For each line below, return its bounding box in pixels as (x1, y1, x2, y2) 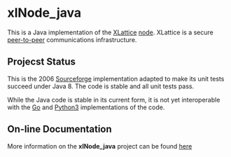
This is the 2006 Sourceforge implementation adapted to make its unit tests (7, 74, 225, 83)
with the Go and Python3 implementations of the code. (7, 103, 165, 111)
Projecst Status (7, 56, 76, 68)
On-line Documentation (7, 123, 112, 135)
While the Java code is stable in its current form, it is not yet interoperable (7, 95, 220, 104)
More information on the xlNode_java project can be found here (7, 142, 192, 150)
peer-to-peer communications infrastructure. (7, 35, 137, 43)
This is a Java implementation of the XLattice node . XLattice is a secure (7, 28, 213, 36)
